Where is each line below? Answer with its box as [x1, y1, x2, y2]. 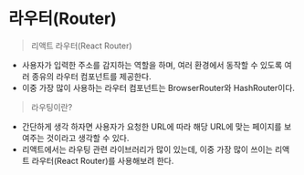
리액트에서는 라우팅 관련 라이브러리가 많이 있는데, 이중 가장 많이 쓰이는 [21, 143, 273, 155]
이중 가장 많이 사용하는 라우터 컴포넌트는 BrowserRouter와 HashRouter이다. [21, 82, 296, 93]
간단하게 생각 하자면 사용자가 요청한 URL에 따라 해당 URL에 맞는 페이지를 [21, 120, 282, 132]
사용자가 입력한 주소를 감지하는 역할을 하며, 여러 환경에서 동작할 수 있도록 [21, 59, 283, 70]
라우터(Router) [8, 8, 118, 29]
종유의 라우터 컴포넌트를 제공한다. [31, 70, 152, 82]
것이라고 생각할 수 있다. [46, 132, 130, 143]
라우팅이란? [30, 101, 73, 112]
